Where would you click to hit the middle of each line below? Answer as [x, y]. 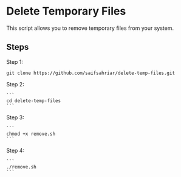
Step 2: [15, 84]
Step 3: [15, 117]
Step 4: [15, 150]
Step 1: [15, 61]
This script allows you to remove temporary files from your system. [90, 28]
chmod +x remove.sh [31, 134]
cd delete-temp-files [34, 101]
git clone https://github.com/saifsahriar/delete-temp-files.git [90, 73]
